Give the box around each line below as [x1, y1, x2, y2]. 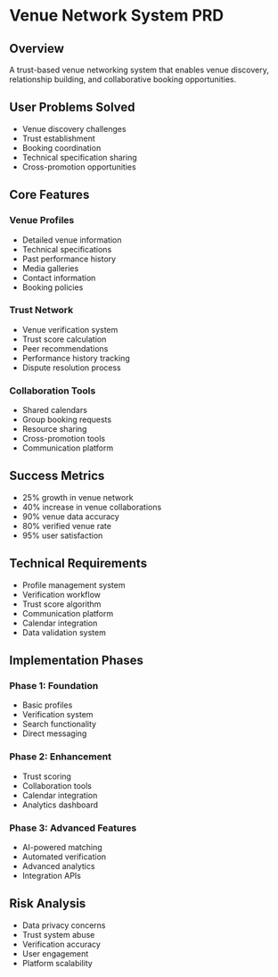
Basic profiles [21, 700, 73, 710]
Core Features [9, 187, 90, 203]
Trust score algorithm [21, 599, 102, 609]
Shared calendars [21, 405, 87, 416]
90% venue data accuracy [21, 510, 120, 522]
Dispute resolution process [21, 362, 122, 373]
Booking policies [21, 282, 84, 293]
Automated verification [21, 851, 107, 862]
